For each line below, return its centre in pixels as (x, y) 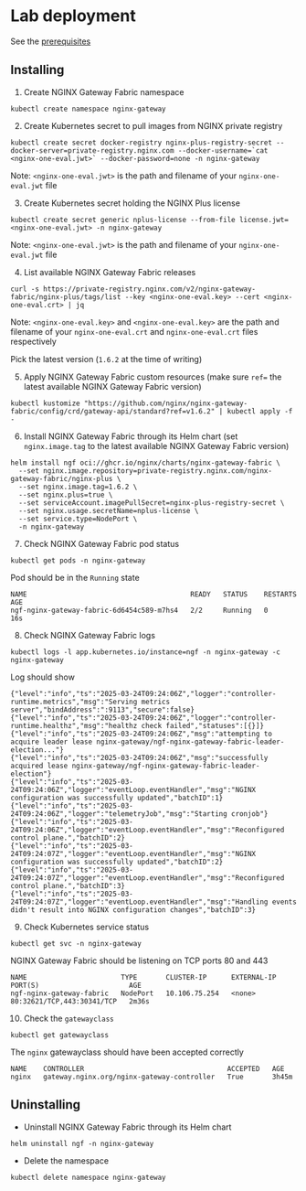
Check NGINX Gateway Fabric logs (90, 635)
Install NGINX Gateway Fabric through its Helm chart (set (131, 436)
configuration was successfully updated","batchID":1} (117, 798)
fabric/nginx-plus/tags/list (66, 297)
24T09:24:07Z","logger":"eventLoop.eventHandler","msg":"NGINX (133, 853)
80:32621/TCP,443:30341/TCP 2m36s (80, 1001)
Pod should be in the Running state (75, 577)
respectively (34, 341)
